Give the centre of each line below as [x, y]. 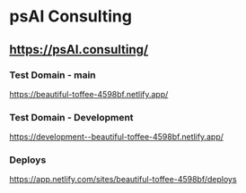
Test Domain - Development [71, 117]
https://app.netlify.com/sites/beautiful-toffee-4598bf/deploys [123, 180]
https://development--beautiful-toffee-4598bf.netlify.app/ [117, 137]
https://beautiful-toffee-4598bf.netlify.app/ [89, 94]
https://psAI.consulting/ [79, 50]
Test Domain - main [53, 75]
